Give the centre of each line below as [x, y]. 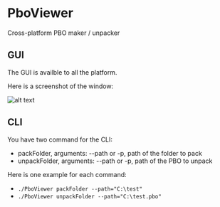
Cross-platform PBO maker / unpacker [64, 33]
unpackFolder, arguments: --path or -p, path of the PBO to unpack [115, 161]
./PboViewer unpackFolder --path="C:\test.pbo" [89, 196]
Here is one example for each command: [67, 174]
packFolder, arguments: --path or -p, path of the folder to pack [110, 153]
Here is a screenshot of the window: [61, 86]
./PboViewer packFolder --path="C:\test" [80, 189]
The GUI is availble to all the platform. [62, 72]
